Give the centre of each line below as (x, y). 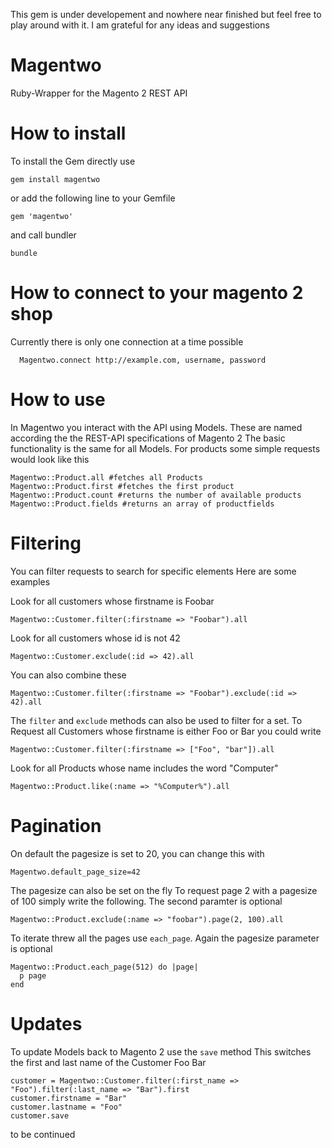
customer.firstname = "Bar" (69, 1098)
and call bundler (43, 235)
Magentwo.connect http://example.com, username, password (143, 360)
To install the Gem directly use (73, 161)
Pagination (56, 825)
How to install (68, 133)
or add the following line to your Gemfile (93, 198)
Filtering (46, 543)
